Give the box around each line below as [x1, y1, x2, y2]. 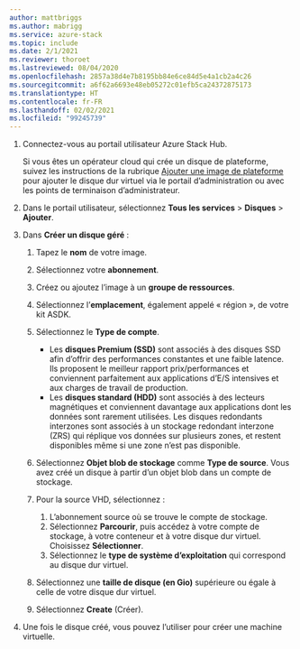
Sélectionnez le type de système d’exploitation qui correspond [49, 550, 286, 561]
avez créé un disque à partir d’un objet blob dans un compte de [35, 467, 272, 478]
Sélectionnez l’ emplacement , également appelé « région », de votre [35, 300, 289, 311]
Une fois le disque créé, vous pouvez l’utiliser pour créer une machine [22, 622, 282, 633]
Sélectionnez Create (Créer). [35, 604, 144, 615]
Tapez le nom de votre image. [35, 247, 147, 258]
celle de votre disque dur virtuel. [35, 587, 157, 598]
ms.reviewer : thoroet [9, 55, 91, 64]
